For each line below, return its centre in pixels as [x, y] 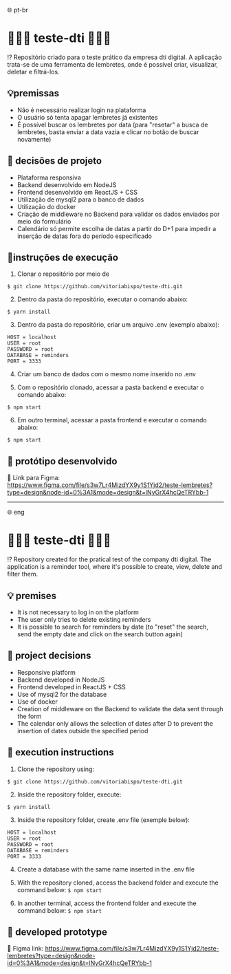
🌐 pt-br [18, 10]
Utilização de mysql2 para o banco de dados [80, 199]
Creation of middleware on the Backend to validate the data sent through [120, 708]
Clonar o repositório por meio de [63, 274]
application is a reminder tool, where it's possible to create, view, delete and [114, 567]
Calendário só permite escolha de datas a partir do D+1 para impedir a [117, 228]
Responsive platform [46, 672]
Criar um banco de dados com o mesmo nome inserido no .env [106, 374]
